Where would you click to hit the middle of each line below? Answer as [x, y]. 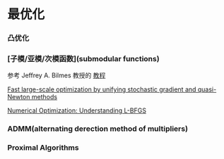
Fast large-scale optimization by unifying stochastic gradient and [102, 89]
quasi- [207, 89]
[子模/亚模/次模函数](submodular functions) [84, 59]
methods [45, 97]
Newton [19, 97]
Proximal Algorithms [43, 148]
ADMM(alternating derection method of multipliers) [98, 129]
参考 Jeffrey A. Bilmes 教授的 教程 [57, 75]
